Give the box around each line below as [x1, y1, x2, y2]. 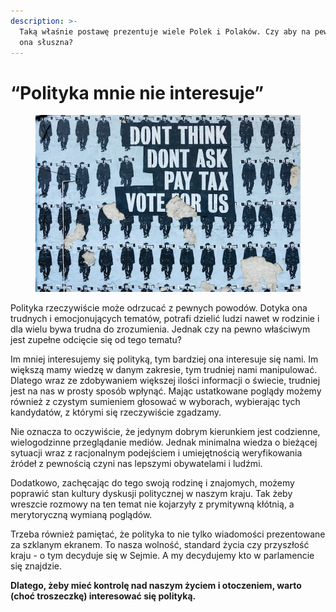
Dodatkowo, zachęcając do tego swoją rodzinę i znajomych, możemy [10, 476, 295, 489]
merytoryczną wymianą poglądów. [10, 508, 153, 520]
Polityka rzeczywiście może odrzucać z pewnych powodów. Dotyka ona [10, 301, 308, 314]
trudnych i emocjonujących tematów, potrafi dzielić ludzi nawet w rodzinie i [10, 312, 320, 324]
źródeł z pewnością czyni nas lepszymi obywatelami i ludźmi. [10, 457, 263, 469]
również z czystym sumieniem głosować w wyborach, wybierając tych [10, 395, 301, 407]
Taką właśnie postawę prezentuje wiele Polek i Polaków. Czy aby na [19, 26, 311, 37]
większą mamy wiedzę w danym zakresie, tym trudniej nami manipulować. [10, 363, 318, 375]
